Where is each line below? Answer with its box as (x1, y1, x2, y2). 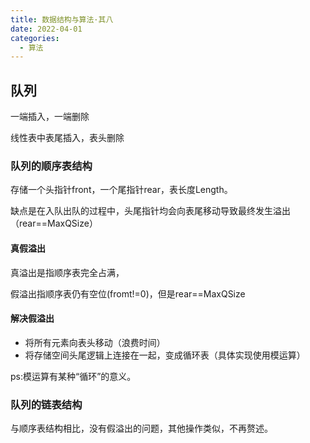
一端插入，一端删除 (10, 111, 90, 123)
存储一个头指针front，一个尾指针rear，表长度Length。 (10, 184, 233, 196)
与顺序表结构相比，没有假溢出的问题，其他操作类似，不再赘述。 (10, 422, 273, 435)
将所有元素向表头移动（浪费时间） (24, 336, 166, 348)
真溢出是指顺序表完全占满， (10, 266, 125, 278)
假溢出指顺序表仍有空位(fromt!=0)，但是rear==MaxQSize (10, 287, 246, 300)
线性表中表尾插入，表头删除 (10, 132, 125, 144)
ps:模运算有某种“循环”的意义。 (10, 370, 137, 382)
